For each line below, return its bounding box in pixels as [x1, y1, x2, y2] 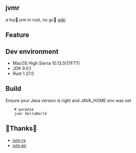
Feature [5, 31, 30, 39]
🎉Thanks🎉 [5, 124, 37, 133]
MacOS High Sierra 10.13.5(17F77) [12, 60, 80, 66]
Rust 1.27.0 [12, 70, 34, 77]
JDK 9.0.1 [12, 66, 31, 71]
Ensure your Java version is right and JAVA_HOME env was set [5, 97, 131, 103]
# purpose [14, 107, 34, 112]
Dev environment [5, 47, 59, 55]
